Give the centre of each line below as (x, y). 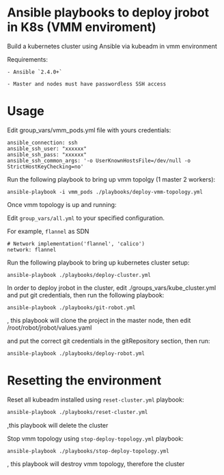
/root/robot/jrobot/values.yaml (50, 328)
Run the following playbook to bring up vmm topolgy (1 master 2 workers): (111, 179)
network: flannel (32, 249)
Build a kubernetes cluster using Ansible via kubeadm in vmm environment (112, 46)
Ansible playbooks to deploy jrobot (108, 13)
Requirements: (27, 59)
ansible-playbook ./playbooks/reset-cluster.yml (78, 412)
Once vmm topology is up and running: (62, 204)
